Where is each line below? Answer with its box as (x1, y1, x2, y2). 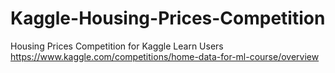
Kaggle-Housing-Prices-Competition (10, 7, 326, 30)
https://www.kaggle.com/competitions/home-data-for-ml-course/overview (10, 50, 320, 62)
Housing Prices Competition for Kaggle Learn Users (10, 40, 224, 52)
